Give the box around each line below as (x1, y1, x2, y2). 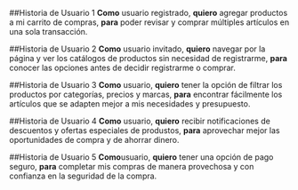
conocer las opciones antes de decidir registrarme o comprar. (9, 62, 236, 73)
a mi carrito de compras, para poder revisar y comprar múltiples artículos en (9, 17, 290, 28)
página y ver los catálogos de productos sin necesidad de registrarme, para (9, 53, 287, 63)
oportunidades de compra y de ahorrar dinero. (9, 135, 180, 145)
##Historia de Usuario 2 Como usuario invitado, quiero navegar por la (9, 44, 266, 54)
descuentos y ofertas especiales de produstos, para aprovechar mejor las (9, 125, 280, 136)
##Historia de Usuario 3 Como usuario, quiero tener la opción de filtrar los (9, 80, 283, 90)
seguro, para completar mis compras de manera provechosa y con (9, 162, 254, 171)
